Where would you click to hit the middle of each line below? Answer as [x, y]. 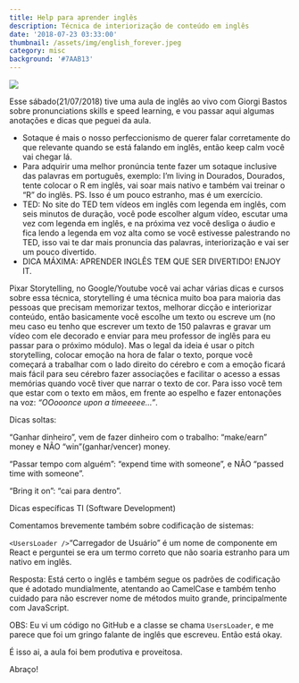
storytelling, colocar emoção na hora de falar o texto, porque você [131, 355]
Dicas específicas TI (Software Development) [93, 508]
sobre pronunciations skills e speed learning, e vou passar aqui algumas [142, 111]
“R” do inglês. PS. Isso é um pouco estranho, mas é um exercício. [142, 195]
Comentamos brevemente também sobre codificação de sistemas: [132, 525]
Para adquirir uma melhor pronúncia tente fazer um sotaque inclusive [149, 166]
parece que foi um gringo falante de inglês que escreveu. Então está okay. [146, 635]
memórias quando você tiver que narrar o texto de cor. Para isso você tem [146, 383]
